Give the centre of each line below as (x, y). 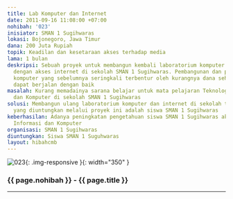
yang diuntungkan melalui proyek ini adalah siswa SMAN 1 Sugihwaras (116, 110)
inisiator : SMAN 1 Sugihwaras (51, 33)
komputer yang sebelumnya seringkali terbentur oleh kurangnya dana (114, 78)
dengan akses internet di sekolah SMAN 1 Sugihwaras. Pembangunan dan (118, 71)
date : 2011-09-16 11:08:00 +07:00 (57, 20)
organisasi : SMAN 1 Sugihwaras (52, 130)
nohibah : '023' (29, 26)
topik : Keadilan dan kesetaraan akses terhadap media (87, 53)
